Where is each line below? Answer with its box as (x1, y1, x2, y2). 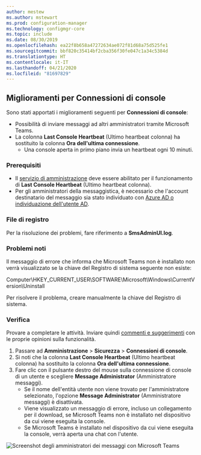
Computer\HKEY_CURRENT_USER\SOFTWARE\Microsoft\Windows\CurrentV (6, 275, 195, 283)
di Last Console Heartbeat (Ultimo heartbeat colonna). (14, 181, 152, 189)
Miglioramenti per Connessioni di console (6, 93, 166, 103)
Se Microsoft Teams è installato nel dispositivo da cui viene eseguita (23, 424, 194, 431)
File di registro (6, 215, 49, 224)
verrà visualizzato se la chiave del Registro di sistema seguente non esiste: (6, 264, 192, 271)
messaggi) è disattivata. (23, 398, 84, 406)
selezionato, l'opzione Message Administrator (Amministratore (23, 392, 182, 400)
